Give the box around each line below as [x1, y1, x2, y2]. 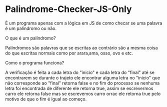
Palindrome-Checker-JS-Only [5, 3, 132, 15]
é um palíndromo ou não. [5, 25, 56, 31]
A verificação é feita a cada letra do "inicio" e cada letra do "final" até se [5, 69, 155, 75]
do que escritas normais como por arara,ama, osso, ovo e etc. [5, 50, 133, 56]
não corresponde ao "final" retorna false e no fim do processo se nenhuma [5, 80, 160, 86]
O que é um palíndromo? [5, 35, 56, 41]
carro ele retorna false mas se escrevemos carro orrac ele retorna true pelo [5, 90, 161, 96]
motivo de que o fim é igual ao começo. [5, 96, 87, 102]
